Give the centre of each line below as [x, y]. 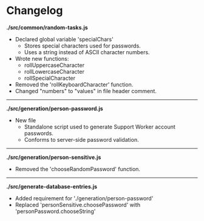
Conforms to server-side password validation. [81, 139]
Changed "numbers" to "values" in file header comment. [86, 91]
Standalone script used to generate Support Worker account [100, 127]
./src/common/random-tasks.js [47, 27]
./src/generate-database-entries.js [52, 186]
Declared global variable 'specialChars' [64, 39]
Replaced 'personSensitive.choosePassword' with [78, 205]
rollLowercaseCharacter [54, 71]
